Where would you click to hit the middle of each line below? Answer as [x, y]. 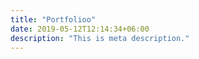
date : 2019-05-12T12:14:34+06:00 [80, 29]
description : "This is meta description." [100, 38]
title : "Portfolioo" [53, 19]
